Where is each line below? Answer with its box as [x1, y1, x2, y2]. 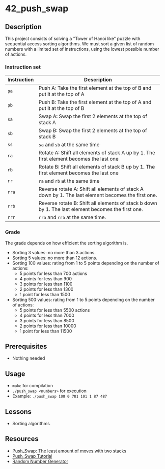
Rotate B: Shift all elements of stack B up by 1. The [38, 164, 155, 170]
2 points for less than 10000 [19, 323, 77, 329]
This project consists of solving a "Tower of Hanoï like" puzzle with [5, 35, 141, 41]
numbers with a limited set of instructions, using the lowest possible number [5, 46, 160, 52]
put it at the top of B [38, 105, 84, 112]
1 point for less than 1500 [19, 291, 70, 297]
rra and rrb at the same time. [38, 214, 107, 221]
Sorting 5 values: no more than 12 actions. [12, 255, 97, 261]
